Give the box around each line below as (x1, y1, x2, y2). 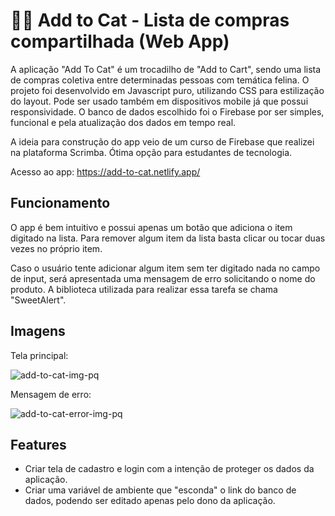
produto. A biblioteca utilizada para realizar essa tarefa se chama (10, 283, 278, 295)
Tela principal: (10, 349, 69, 361)
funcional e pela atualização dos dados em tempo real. (10, 116, 237, 128)
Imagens (10, 323, 66, 340)
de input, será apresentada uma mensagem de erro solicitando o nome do (10, 272, 316, 284)
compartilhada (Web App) (10, 30, 230, 53)
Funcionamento (10, 195, 111, 212)
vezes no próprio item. (10, 242, 103, 254)
